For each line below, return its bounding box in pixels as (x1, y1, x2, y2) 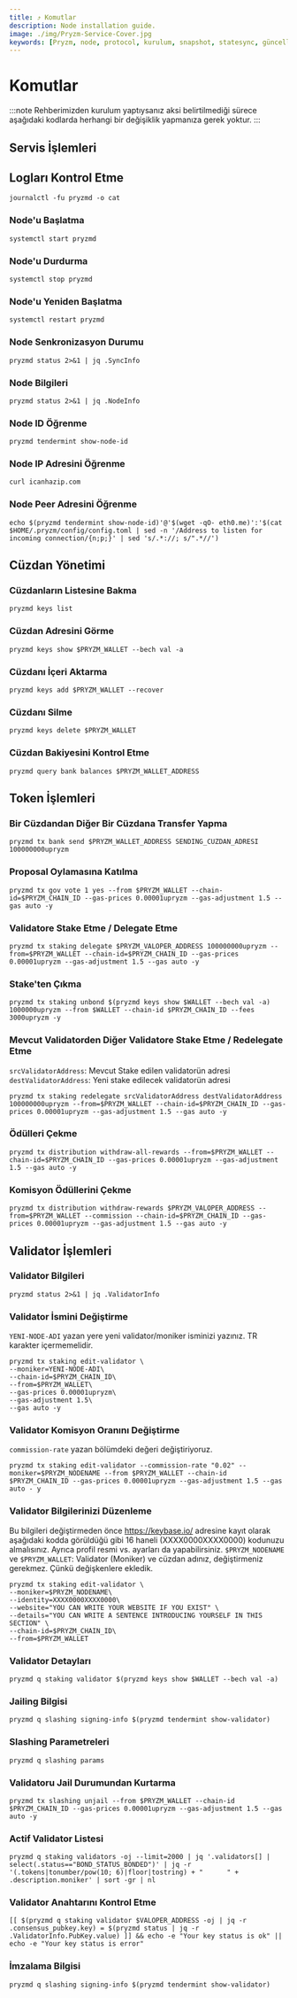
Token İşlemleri (9, 791, 95, 806)
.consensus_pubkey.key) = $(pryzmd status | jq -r (9, 1924, 200, 1933)
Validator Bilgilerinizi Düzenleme (9, 1505, 152, 1517)
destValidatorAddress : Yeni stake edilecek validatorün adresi (9, 1074, 232, 1085)
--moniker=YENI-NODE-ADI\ (9, 1365, 104, 1374)
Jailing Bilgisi (9, 1695, 68, 1708)
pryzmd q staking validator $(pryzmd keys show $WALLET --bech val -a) (9, 1675, 278, 1684)
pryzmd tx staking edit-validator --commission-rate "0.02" (9, 1461, 236, 1470)
